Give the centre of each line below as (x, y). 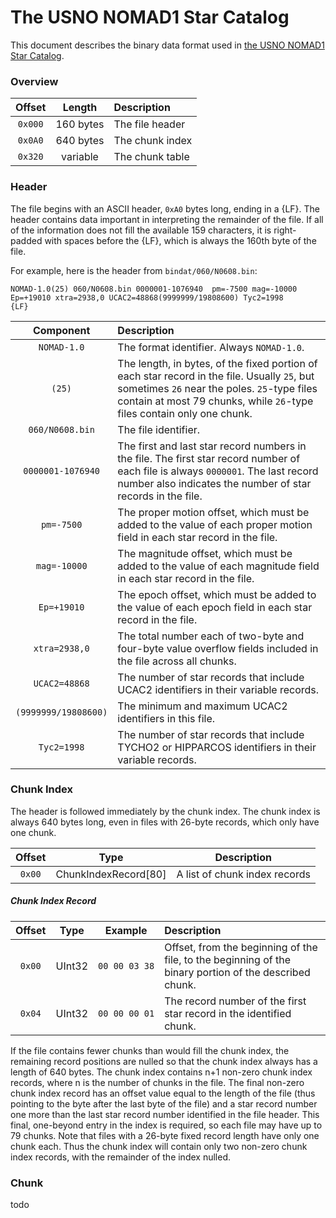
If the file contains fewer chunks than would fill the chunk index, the (150, 1050)
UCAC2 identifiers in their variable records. (218, 689)
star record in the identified (228, 1013)
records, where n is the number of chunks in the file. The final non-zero (157, 1082)
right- (285, 230)
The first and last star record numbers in (212, 446)
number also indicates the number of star (214, 483)
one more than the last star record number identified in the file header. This (165, 1114)
